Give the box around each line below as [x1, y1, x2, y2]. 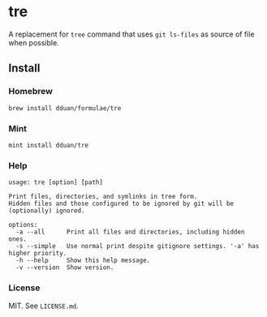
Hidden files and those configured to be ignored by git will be [8, 199, 234, 208]
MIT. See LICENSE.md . [8, 301, 79, 311]
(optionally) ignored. [8, 207, 85, 215]
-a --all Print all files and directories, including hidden [15, 228, 245, 237]
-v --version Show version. [15, 263, 114, 272]
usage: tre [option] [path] [8, 178, 104, 186]
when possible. [8, 37, 59, 47]
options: [8, 221, 38, 229]
